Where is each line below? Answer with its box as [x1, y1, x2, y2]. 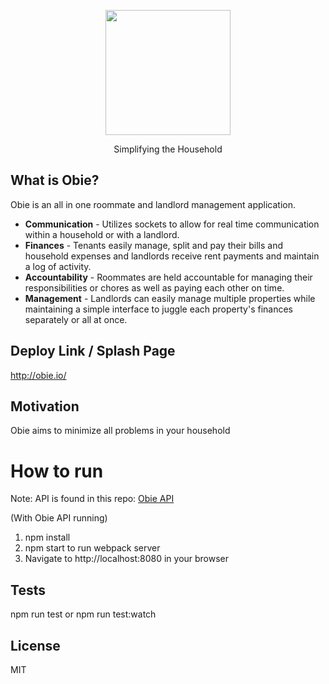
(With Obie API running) [10, 512, 108, 524]
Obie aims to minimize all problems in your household [10, 425, 231, 437]
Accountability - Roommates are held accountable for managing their [24, 271, 313, 283]
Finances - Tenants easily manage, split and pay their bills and [24, 239, 284, 251]
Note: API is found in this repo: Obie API [10, 493, 175, 505]
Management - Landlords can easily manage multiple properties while [24, 292, 316, 304]
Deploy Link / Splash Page [10, 343, 176, 360]
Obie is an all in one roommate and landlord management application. [10, 198, 297, 210]
